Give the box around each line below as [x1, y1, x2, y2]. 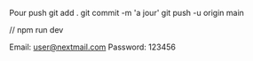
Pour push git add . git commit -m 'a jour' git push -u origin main [9, 8, 244, 18]
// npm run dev [9, 25, 64, 34]
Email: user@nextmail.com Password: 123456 [9, 42, 176, 52]
